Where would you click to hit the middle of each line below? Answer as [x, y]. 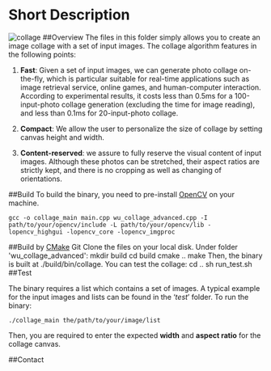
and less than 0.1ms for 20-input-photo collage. [99, 113]
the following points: [42, 54]
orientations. [41, 179]
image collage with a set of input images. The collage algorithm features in [133, 45]
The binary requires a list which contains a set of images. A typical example [134, 288]
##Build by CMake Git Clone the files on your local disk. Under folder [123, 247]
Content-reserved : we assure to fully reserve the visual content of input [140, 153]
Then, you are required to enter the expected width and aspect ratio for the [135, 335]
